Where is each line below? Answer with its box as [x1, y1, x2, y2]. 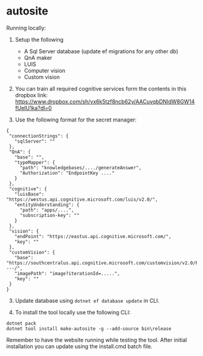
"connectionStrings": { [8, 133, 69, 139]
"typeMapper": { [14, 159, 56, 166]
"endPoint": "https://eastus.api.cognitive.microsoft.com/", [14, 233, 172, 239]
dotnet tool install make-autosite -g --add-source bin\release [6, 325, 172, 332]
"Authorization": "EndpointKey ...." [19, 170, 115, 176]
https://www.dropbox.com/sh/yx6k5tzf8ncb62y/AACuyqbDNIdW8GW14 [14, 98, 195, 105]
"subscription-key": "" [19, 212, 80, 218]
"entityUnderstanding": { [14, 201, 80, 208]
